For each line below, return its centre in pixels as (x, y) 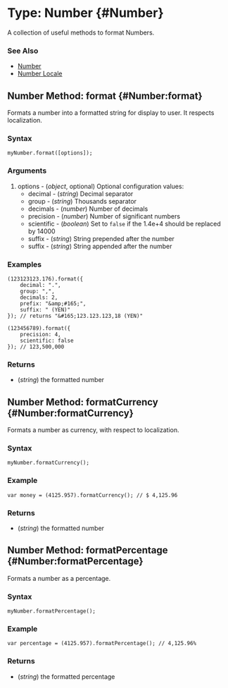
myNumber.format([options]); (50, 153)
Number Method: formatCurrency (83, 402)
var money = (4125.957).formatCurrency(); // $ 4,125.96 (93, 495)
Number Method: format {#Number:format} (105, 96)
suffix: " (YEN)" (45, 309)
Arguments (27, 171)
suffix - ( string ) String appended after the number (100, 246)
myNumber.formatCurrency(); (49, 463)
